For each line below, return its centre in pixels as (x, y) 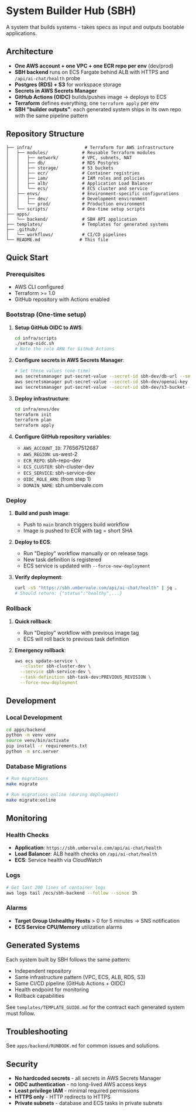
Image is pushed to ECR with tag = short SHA (78, 531)
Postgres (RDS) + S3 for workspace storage (68, 84)
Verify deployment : (39, 577)
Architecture (30, 52)
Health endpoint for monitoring (52, 989)
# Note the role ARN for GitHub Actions (64, 349)
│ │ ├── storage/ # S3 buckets (60, 168)
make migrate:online (31, 800)
